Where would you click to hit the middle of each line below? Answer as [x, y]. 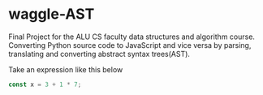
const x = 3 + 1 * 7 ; [45, 84]
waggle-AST [52, 14]
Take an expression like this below [66, 69]
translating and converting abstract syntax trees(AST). [99, 54]
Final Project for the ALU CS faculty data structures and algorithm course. [132, 37]
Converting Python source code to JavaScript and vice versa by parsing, [130, 45]
